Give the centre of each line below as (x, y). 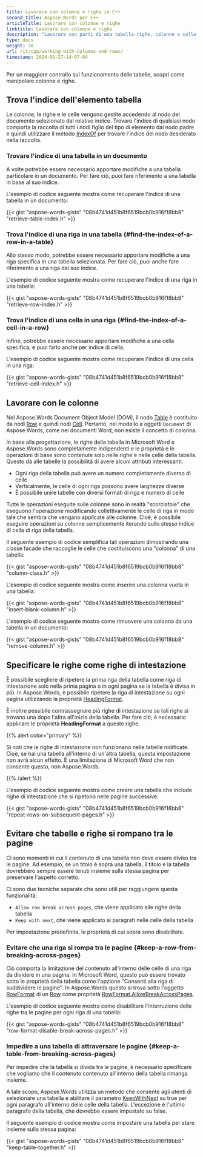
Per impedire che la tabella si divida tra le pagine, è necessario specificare (99, 1067)
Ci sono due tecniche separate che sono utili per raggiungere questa (92, 889)
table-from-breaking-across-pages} (61, 1054)
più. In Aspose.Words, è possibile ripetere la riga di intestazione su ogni (95, 692)
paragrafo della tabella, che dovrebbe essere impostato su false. (87, 1111)
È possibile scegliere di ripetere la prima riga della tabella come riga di (94, 679)
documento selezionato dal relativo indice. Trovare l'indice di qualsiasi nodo (101, 121)
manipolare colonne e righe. (41, 81)
